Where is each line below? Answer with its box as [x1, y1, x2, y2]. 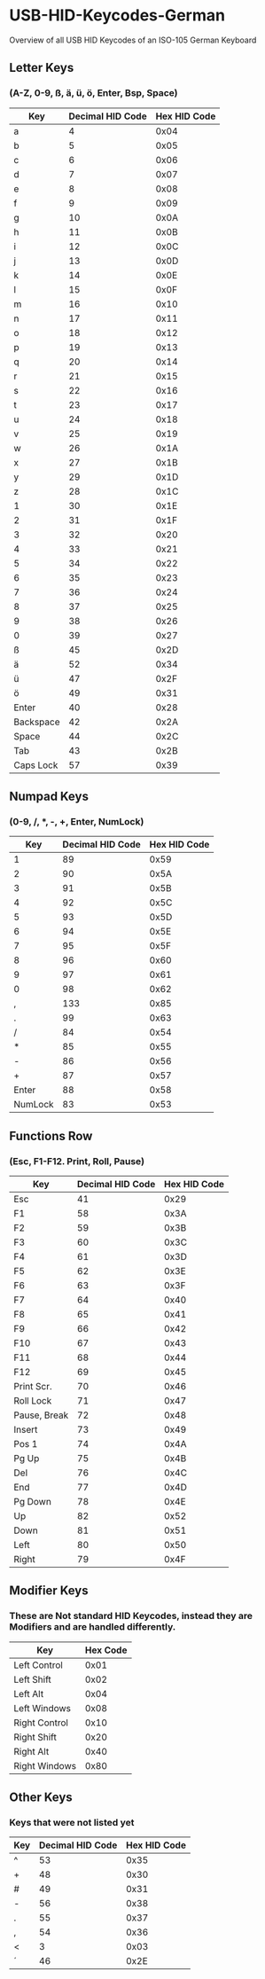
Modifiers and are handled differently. [9, 1621, 176, 1633]
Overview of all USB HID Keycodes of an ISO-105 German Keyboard [9, 35, 257, 45]
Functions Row [9, 1128, 93, 1144]
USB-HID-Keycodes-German [9, 5, 226, 26]
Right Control [13, 1717, 69, 1729]
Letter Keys [9, 60, 74, 75]
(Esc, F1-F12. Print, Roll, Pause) [9, 1154, 144, 1167]
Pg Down [13, 1496, 51, 1507]
